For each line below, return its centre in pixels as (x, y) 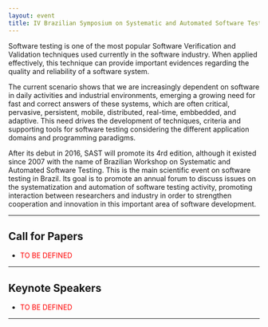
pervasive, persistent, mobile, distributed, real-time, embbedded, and (122, 112)
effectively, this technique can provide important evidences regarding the (129, 63)
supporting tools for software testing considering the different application (129, 129)
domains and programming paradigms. (72, 137)
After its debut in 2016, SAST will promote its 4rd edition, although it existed (132, 153)
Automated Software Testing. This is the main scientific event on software (130, 170)
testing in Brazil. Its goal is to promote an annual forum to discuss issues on (132, 178)
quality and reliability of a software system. (79, 71)
